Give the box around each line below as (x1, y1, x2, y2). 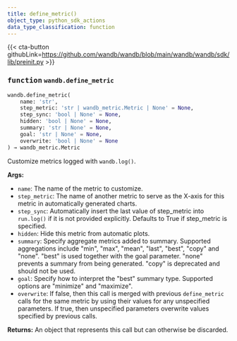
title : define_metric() (7, 10, 78, 18)
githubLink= (7, 50, 42, 59)
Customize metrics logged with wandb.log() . (7, 157, 136, 165)
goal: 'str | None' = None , (20, 131, 102, 138)
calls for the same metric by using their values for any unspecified (17, 297, 210, 305)
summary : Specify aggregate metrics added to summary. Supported (17, 237, 212, 245)
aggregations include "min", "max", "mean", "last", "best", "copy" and (17, 244, 220, 253)
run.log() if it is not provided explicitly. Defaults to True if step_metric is (17, 214, 228, 222)
